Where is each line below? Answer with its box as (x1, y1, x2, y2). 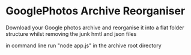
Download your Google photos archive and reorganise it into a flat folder (5, 24, 184, 31)
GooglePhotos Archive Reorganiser (5, 4, 186, 18)
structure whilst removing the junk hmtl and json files (5, 30, 137, 37)
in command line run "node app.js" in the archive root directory (5, 42, 162, 49)
